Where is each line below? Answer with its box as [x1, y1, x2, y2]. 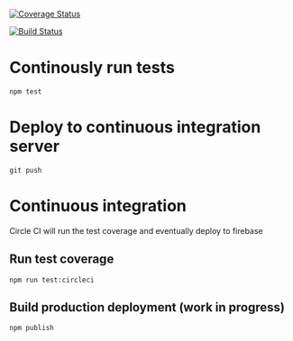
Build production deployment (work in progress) [9, 300, 286, 315]
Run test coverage [9, 252, 114, 267]
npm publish [9, 324, 54, 333]
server [9, 136, 60, 157]
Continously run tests [9, 58, 176, 78]
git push [9, 166, 42, 175]
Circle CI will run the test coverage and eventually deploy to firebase [9, 225, 263, 236]
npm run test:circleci [9, 275, 95, 284]
